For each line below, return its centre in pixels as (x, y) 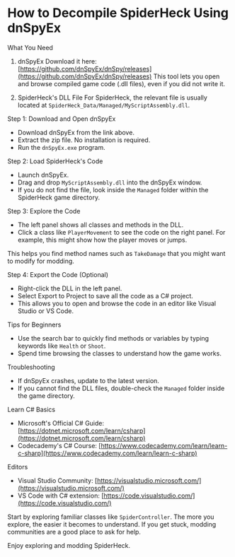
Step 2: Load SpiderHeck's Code (55, 161)
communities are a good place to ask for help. (74, 532)
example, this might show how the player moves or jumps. (102, 240)
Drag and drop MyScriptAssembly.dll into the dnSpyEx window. (110, 182)
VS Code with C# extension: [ (61, 496)
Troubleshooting (31, 367)
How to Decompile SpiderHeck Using (118, 13)
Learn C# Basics (31, 409)
